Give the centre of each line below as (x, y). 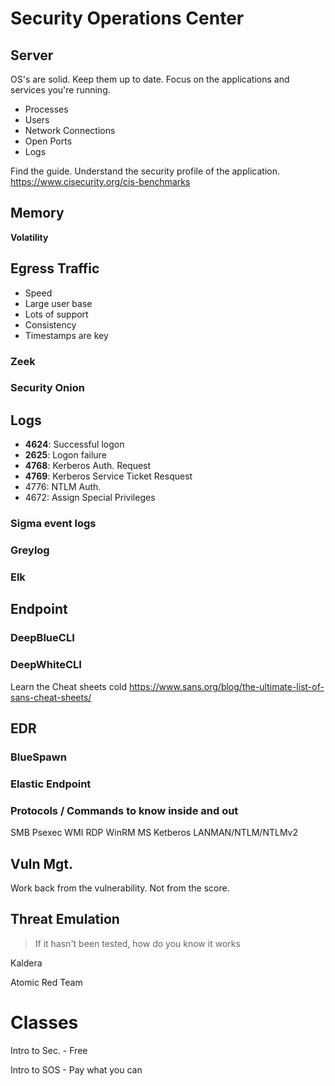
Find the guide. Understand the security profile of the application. (145, 171)
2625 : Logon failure (65, 455)
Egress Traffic (55, 268)
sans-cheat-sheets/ (51, 697)
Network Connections (70, 130)
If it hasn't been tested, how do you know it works (137, 943)
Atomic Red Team (46, 982)
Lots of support (56, 314)
